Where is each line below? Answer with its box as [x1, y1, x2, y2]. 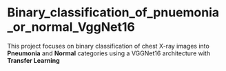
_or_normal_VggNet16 [7, 19, 136, 35]
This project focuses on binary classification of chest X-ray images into [7, 42, 210, 50]
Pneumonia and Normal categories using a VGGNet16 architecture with [7, 49, 211, 57]
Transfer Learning [7, 56, 60, 64]
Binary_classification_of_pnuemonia [7, 5, 220, 20]
